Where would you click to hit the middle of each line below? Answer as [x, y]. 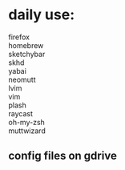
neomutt [22, 79]
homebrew [26, 45]
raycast [21, 113]
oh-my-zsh [27, 122]
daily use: [42, 15]
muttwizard [27, 131]
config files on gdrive [63, 156]
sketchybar [27, 54]
